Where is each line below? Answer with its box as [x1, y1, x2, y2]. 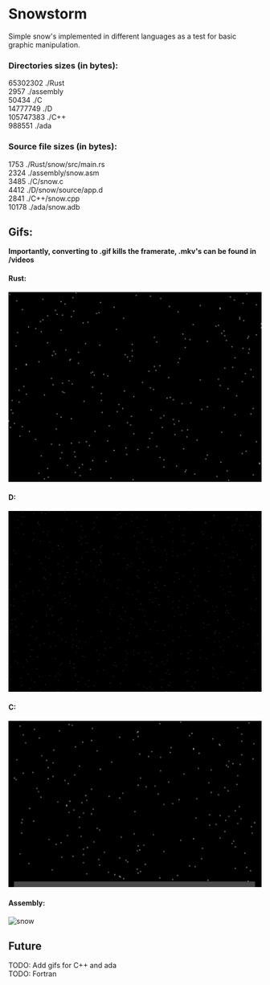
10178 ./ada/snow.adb [8, 202, 80, 211]
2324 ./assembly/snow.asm [8, 168, 100, 178]
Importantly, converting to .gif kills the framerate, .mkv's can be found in [8, 247, 257, 256]
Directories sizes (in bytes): [8, 59, 119, 71]
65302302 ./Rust [8, 78, 65, 88]
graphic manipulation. [8, 39, 80, 49]
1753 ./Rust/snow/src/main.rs [8, 159, 106, 169]
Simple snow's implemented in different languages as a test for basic [8, 31, 237, 41]
